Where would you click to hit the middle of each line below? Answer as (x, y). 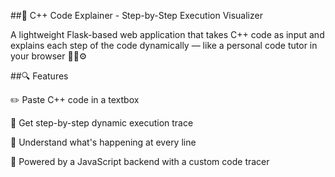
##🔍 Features (39, 76)
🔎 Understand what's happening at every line (103, 142)
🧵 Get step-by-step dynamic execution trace (102, 123)
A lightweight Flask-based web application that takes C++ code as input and (167, 34)
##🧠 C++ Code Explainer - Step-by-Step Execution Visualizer (136, 15)
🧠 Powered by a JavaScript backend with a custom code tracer (140, 161)
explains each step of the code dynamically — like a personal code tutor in (164, 45)
